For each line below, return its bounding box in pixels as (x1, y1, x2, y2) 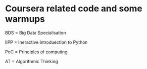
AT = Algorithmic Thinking (5, 58, 58, 64)
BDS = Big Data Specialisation (5, 30, 66, 35)
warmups (5, 13, 45, 25)
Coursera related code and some (5, 3, 143, 14)
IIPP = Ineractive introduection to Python (5, 39, 88, 45)
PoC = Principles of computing (5, 49, 68, 55)
